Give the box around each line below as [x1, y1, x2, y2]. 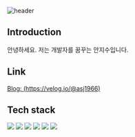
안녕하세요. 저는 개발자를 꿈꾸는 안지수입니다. [7, 45, 129, 54]
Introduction [7, 26, 62, 38]
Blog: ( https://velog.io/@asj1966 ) [7, 84, 101, 92]
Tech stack [7, 104, 56, 116]
